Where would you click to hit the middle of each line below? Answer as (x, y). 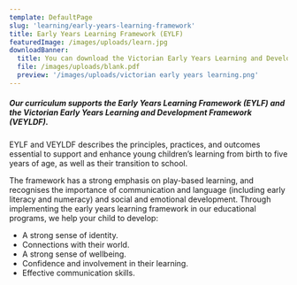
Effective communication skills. (78, 273)
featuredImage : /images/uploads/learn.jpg (88, 42)
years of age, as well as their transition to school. (99, 163)
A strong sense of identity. (70, 235)
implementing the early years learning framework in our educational (133, 208)
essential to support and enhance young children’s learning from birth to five (148, 154)
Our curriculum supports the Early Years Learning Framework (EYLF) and (147, 104)
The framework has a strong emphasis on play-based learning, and (132, 180)
